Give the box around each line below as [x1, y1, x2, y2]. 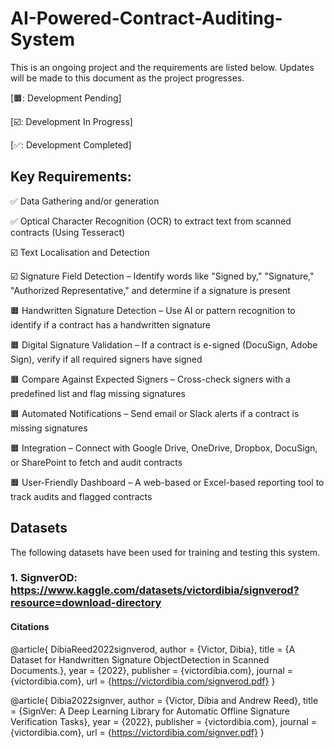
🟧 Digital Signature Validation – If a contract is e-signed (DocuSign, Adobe [10, 338, 318, 351]
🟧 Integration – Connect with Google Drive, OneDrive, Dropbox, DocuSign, [10, 442, 318, 454]
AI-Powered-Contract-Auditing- [10, 7, 283, 30]
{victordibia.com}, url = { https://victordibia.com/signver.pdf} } [10, 726, 265, 738]
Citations [10, 621, 50, 633]
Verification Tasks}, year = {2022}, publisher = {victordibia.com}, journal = [10, 715, 318, 727]
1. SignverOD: [10, 571, 78, 585]
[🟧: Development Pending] [10, 92, 122, 104]
